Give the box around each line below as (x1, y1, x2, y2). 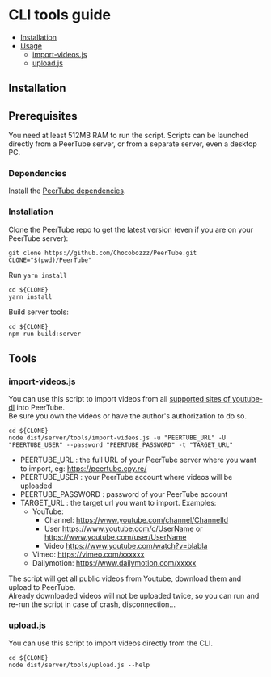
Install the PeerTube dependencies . (8, 186, 126, 196)
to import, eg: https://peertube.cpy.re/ (19, 464, 147, 473)
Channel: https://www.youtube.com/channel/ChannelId (44, 515, 229, 525)
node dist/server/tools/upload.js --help (8, 661, 150, 669)
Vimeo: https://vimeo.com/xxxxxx (32, 549, 145, 559)
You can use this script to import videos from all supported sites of (8, 394, 231, 404)
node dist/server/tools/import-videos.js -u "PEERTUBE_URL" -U (8, 434, 227, 442)
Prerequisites (8, 109, 78, 123)
